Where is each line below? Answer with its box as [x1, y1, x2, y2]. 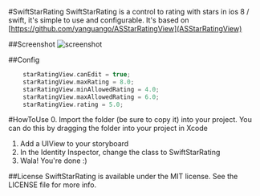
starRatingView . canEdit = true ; [22, 71, 131, 79]
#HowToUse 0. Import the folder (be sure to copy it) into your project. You [8, 115, 253, 125]
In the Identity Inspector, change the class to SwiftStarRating [19, 148, 221, 157]
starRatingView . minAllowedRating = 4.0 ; [22, 85, 160, 93]
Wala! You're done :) [19, 156, 87, 165]
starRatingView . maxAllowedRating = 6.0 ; [22, 92, 160, 101]
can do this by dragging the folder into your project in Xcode [8, 124, 209, 133]
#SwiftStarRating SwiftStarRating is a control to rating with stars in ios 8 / [8, 7, 250, 16]
